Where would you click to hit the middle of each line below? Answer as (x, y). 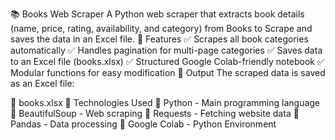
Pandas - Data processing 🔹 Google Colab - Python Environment (143, 124)
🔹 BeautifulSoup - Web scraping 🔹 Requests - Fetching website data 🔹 (155, 113)
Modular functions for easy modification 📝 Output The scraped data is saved (168, 72)
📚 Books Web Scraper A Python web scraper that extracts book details (157, 14)
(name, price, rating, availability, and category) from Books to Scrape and (161, 28)
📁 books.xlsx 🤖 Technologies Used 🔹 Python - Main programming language (165, 102)
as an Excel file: (42, 83)
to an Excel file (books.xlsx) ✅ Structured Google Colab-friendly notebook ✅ (167, 61)
